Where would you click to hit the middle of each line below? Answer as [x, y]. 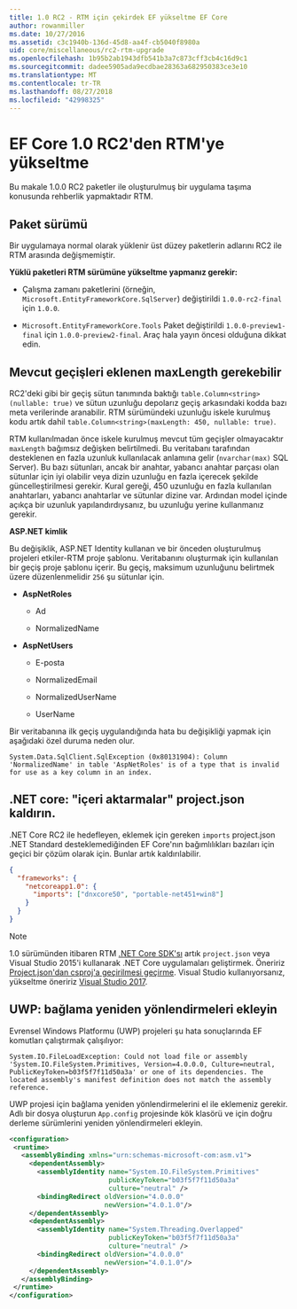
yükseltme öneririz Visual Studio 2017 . [78, 981]
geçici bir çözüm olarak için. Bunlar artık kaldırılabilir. [105, 853]
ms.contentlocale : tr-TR [55, 83]
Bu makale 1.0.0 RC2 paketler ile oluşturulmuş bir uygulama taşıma [130, 187]
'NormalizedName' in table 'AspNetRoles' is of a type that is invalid [144, 764]
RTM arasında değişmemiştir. [63, 255]
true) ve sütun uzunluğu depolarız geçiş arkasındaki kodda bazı [170, 402]
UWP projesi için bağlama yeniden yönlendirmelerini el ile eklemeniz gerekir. [148, 1103]
